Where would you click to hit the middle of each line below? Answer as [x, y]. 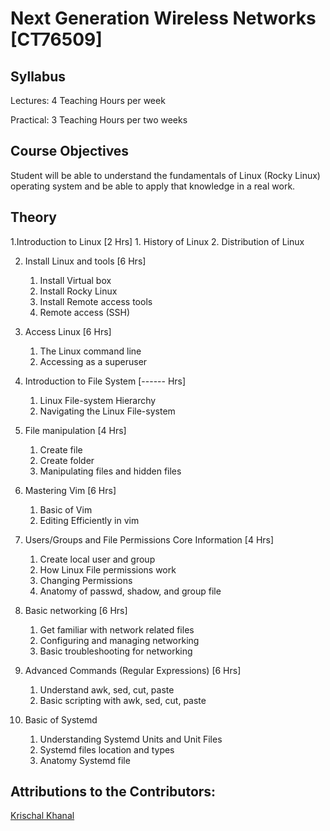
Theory [34, 217]
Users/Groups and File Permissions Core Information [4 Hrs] [149, 539]
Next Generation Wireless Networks [163, 18]
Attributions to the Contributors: [113, 792]
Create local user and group [97, 559]
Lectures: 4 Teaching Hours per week [88, 100]
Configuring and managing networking [119, 640]
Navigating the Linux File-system [107, 411]
